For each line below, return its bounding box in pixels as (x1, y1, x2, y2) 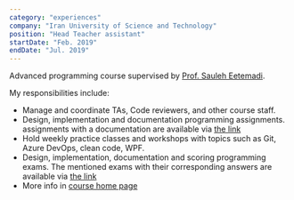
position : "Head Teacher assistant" (9, 29, 145, 38)
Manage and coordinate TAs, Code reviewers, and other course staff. (21, 105, 276, 116)
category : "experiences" (9, 12, 102, 22)
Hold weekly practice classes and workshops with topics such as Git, (21, 133, 276, 144)
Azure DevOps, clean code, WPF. (21, 143, 145, 154)
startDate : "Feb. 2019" (9, 37, 98, 47)
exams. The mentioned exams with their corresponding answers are (21, 162, 273, 172)
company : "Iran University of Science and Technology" (9, 21, 217, 30)
